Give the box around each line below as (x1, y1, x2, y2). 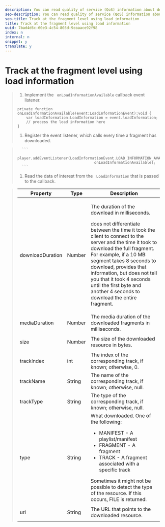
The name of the (90, 372, 129, 378)
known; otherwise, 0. (90, 364, 139, 371)
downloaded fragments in (90, 319, 150, 326)
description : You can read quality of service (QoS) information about (5, 7, 155, 12)
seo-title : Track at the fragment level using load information (5, 16, 139, 21)
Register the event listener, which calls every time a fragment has (24, 132, 157, 138)
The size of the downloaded (90, 335, 155, 342)
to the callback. (24, 178, 56, 184)
